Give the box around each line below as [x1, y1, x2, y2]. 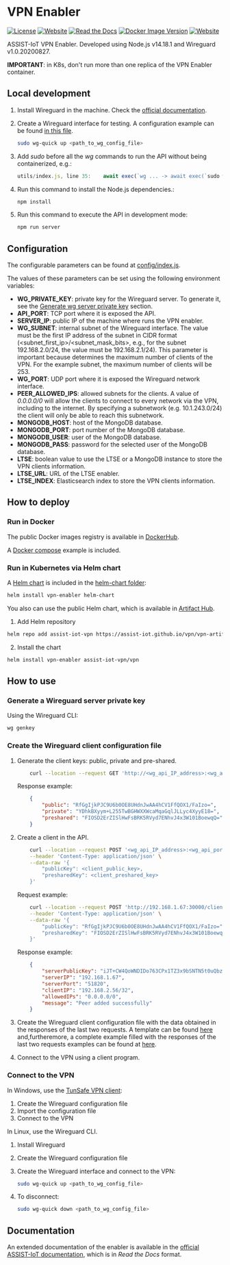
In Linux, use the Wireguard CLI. [7, 1127, 98, 1136]
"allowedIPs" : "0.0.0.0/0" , [42, 993, 122, 1000]
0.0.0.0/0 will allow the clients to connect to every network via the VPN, [16, 397, 219, 405]
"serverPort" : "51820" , [42, 980, 110, 987]
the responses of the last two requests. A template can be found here [16, 1025, 214, 1034]
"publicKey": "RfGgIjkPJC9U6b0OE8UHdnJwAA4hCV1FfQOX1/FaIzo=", [42, 923, 226, 930]
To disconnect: [16, 1192, 60, 1201]
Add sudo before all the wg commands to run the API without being [16, 152, 207, 160]
